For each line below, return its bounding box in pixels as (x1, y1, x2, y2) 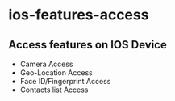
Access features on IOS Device (8, 38, 167, 52)
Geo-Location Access (19, 68, 93, 78)
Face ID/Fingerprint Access (19, 77, 111, 86)
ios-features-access (8, 6, 149, 24)
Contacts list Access (19, 85, 89, 95)
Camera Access (19, 59, 73, 69)
